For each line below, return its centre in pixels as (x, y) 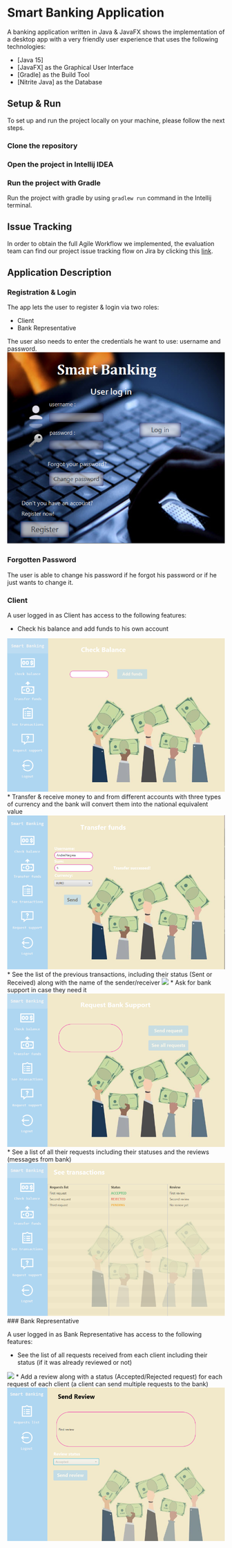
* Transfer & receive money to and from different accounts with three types (114, 796)
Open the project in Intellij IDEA (60, 164)
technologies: (27, 46)
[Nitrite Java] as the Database (59, 82)
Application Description (59, 273)
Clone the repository (42, 145)
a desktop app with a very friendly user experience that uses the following (113, 39)
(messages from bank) (39, 1159)
